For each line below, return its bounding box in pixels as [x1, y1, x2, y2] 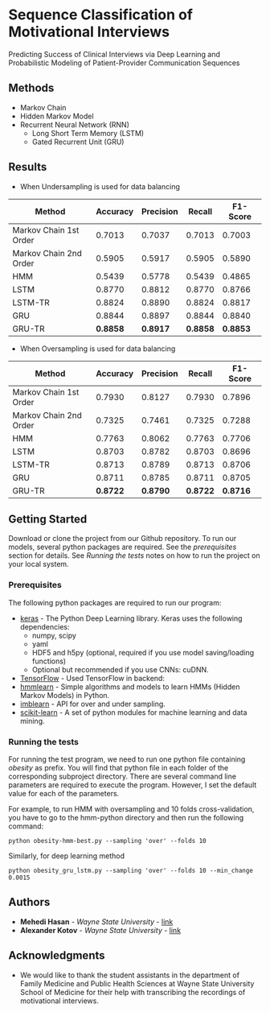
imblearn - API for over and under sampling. [19, 699, 166, 708]
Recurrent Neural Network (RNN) [19, 119, 130, 130]
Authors [8, 895, 51, 909]
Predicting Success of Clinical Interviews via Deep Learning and [8, 49, 221, 59]
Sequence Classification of [8, 6, 193, 24]
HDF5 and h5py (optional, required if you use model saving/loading [31, 647, 255, 657]
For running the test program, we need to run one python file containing [8, 754, 246, 764]
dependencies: [19, 622, 70, 631]
